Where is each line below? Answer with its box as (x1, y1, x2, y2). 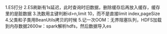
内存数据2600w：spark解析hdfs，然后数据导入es (9, 23, 112, 29)
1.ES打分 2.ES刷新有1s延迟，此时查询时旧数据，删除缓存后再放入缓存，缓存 (5, 4, 160, 10)
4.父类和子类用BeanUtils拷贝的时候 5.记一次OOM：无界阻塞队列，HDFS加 (5, 17, 158, 22)
